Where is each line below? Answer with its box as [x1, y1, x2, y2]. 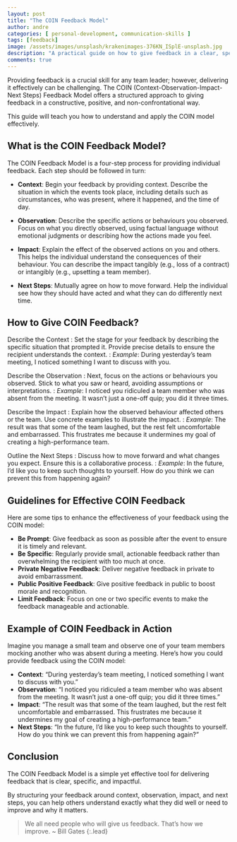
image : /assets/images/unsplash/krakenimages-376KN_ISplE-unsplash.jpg [7, 43, 222, 50]
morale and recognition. [17, 587, 87, 596]
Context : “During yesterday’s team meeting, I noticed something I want [17, 670, 224, 679]
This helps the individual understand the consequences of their [17, 252, 202, 261]
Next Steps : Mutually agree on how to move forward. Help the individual [17, 281, 228, 290]
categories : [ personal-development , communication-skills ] [7, 30, 191, 37]
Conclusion [7, 751, 59, 763]
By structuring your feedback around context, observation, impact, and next [7, 790, 229, 799]
